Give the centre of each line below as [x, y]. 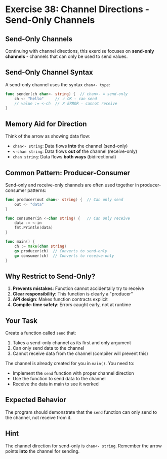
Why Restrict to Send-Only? [50, 276]
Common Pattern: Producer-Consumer [68, 173]
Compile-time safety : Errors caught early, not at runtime [72, 305]
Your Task [22, 321]
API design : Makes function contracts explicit [60, 299]
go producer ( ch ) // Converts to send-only [61, 251]
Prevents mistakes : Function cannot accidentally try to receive [78, 288]
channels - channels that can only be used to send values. [67, 56]
